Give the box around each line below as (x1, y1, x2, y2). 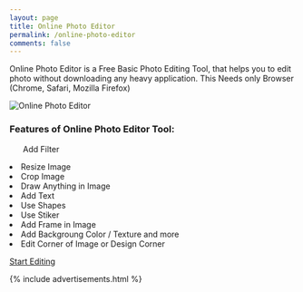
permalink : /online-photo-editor (9, 30, 136, 39)
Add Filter (22, 143, 60, 154)
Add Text (21, 190, 55, 200)
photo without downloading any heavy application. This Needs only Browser (9, 73, 295, 84)
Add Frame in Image (21, 219, 97, 229)
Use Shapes (21, 200, 66, 210)
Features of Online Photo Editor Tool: (9, 123, 175, 136)
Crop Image (21, 170, 65, 181)
